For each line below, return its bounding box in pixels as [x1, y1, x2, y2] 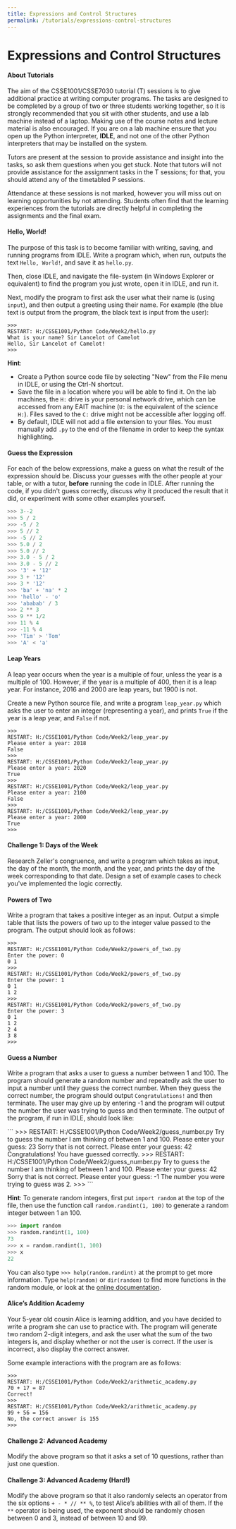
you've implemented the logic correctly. [7, 879, 123, 888]
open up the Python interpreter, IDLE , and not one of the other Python [7, 131, 210, 140]
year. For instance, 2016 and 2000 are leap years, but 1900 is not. [7, 685, 198, 694]
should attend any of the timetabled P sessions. [7, 175, 146, 183]
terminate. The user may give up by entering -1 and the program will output [7, 1099, 225, 1108]
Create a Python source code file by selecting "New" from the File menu [17, 373, 228, 381]
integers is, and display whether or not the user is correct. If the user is [7, 1337, 213, 1346]
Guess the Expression [7, 449, 73, 457]
